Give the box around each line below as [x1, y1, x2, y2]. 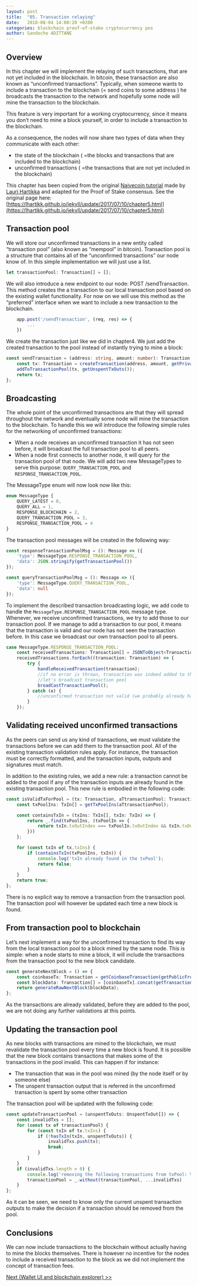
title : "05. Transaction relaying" [6, 14, 96, 20]
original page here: [6, 194, 52, 201]
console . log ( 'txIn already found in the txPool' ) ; [37, 855, 164, 862]
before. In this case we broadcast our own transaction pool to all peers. [6, 633, 179, 640]
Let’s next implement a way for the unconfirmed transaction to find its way [6, 939, 186, 946]
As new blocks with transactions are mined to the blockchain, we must [6, 1040, 176, 1047]
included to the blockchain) [14, 158, 81, 165]
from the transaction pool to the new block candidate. [6, 957, 136, 964]
